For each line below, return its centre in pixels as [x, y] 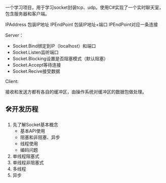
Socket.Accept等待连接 [37, 65]
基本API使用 [33, 131]
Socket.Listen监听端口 [36, 52]
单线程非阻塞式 [28, 162]
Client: [12, 81]
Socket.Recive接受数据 [36, 71]
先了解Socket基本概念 [35, 124]
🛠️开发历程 [22, 109]
